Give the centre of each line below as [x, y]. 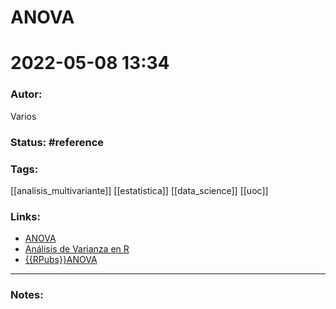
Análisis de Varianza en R [77, 249]
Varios [23, 116]
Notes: [27, 295]
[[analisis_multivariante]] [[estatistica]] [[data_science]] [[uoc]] [139, 190]
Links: [25, 216]
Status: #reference [57, 142]
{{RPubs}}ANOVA [61, 260]
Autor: [26, 94]
